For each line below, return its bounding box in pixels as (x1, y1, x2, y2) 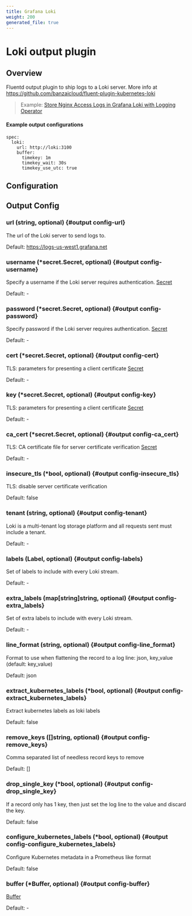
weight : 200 (6, 14, 35, 20)
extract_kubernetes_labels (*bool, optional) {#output (6, 686, 161, 694)
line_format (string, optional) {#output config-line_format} (6, 641, 176, 649)
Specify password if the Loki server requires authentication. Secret (6, 326, 168, 333)
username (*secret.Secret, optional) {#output (6, 258, 139, 266)
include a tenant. (6, 528, 47, 535)
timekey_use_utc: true (21, 165, 77, 171)
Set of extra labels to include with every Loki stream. (6, 615, 133, 622)
